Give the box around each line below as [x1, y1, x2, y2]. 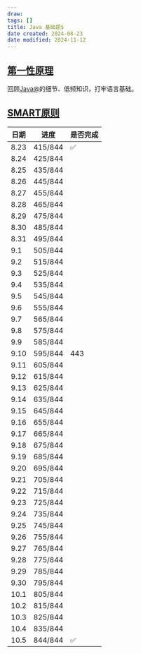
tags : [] [7, 17, 33, 24]
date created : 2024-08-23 [7, 30, 83, 37]
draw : [7, 10, 23, 18]
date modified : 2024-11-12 [7, 37, 86, 44]
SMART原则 [7, 107, 60, 119]
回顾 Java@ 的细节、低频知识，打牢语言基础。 [7, 84, 138, 92]
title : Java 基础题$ [7, 23, 65, 30]
